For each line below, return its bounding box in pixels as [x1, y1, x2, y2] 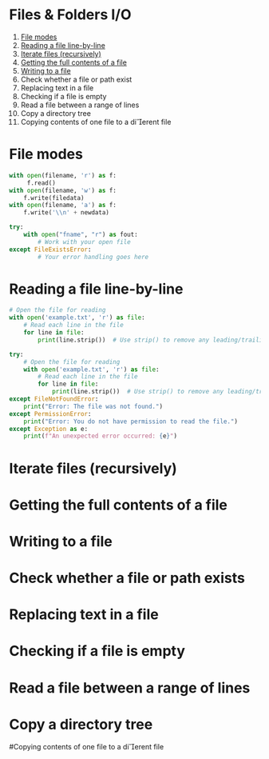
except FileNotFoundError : [9, 395, 99, 403]
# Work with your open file [38, 238, 131, 246]
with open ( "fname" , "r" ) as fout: [23, 230, 138, 238]
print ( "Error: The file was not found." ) [23, 402, 163, 410]
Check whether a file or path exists [9, 569, 246, 587]
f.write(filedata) [23, 194, 85, 202]
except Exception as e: [9, 425, 89, 433]
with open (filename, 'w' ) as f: [9, 186, 117, 194]
